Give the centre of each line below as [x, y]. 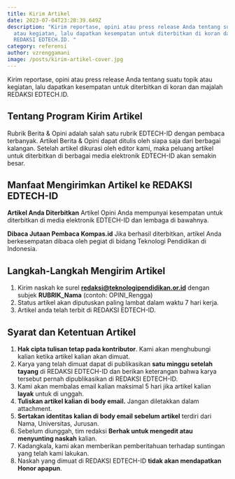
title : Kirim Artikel [39, 14]
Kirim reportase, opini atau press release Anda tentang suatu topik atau [110, 79]
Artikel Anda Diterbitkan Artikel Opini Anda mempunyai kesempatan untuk [115, 213]
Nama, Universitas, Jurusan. [58, 424]
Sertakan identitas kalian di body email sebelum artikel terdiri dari [114, 416]
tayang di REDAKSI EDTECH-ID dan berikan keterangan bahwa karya [117, 371]
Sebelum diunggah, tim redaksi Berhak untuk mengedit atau [105, 431]
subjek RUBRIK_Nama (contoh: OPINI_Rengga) [85, 295]
